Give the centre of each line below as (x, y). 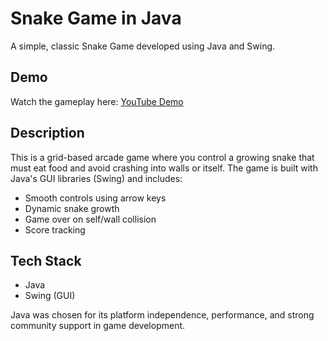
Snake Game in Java (96, 18)
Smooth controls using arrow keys (95, 198)
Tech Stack (46, 260)
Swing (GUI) (50, 296)
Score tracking (55, 229)
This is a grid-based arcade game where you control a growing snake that (162, 157)
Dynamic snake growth (72, 208)
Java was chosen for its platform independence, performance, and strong (162, 315)
